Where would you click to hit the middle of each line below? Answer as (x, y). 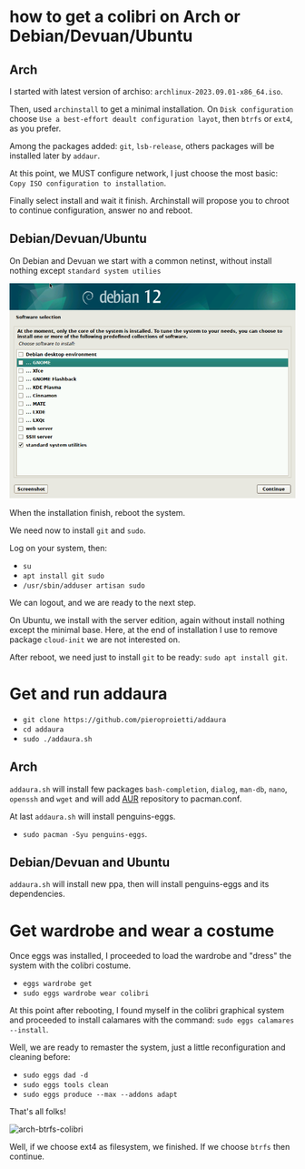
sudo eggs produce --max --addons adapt (100, 1095)
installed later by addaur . (55, 156)
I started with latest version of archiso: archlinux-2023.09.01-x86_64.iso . (146, 91)
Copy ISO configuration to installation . (88, 183)
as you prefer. (35, 128)
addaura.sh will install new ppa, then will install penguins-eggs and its (139, 884)
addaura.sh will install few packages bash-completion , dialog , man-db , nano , (148, 789)
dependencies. (37, 894)
